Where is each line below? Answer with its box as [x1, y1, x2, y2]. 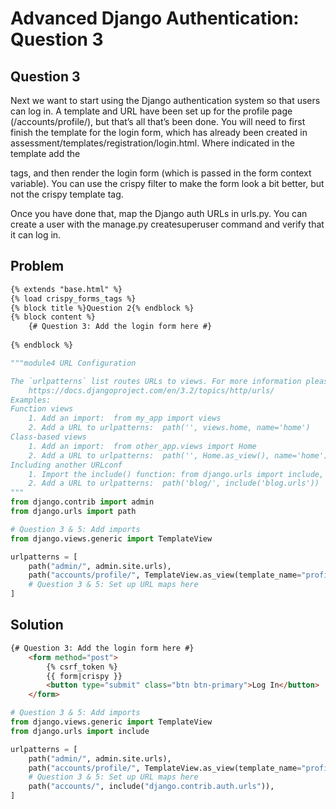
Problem [10, 258, 65, 275]
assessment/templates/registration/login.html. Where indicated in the [10, 137, 295, 149]
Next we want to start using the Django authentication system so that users [10, 95, 321, 106]
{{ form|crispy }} [46, 671, 123, 681]
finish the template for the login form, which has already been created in [10, 127, 308, 138]
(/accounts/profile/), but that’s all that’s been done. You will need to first [10, 116, 306, 127]
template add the [10, 148, 81, 159]
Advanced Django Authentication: [10, 7, 300, 30]
